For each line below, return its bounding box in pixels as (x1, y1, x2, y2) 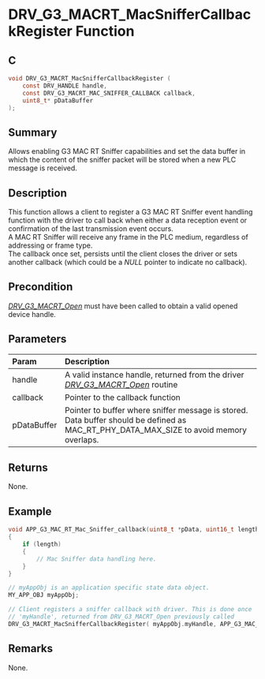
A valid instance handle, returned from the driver (64, 369, 244, 380)
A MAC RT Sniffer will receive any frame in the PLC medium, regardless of (8, 233, 248, 241)
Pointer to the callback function (64, 392, 181, 403)
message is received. (8, 163, 77, 173)
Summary (8, 125, 58, 139)
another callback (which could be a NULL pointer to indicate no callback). (8, 258, 248, 267)
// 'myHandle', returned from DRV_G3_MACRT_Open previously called (8, 613, 235, 621)
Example (8, 505, 52, 518)
